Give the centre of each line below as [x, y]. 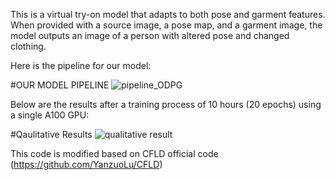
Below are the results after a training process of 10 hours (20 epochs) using [166, 104]
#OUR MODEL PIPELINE [60, 85]
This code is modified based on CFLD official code [114, 153]
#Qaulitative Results [51, 134]
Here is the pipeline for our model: [81, 65]
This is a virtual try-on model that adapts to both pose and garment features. [168, 14]
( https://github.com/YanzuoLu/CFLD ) [86, 164]
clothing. [28, 46]
